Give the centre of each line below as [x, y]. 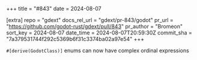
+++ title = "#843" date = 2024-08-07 [54, 9]
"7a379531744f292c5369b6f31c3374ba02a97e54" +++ [75, 39]
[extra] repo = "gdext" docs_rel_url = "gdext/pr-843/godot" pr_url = [90, 20]
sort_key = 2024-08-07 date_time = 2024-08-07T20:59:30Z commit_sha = [99, 33]
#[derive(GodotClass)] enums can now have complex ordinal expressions [98, 50]
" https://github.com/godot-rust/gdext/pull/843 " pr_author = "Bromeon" [95, 26]
